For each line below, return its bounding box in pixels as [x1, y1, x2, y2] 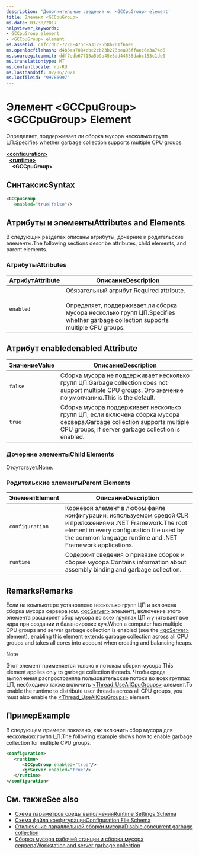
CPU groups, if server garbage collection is [60, 425, 181, 433]
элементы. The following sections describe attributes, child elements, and [6, 240, 187, 247]
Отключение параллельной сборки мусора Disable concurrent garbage [14, 822, 193, 830]
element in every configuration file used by [65, 526, 185, 534]
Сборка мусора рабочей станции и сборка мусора [14, 835, 144, 843]
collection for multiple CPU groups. [6, 739, 92, 746]
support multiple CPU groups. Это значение [60, 386, 184, 394]
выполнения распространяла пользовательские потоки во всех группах [6, 674, 190, 682]
